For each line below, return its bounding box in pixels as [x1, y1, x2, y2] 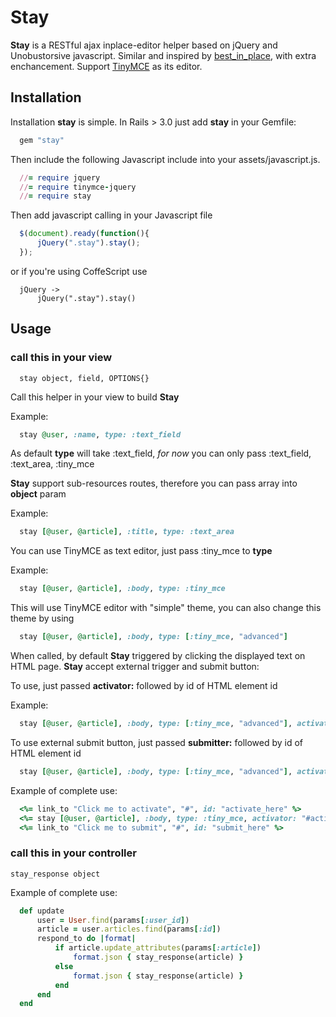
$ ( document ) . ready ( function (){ [19, 229, 150, 239]
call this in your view [10, 351, 113, 365]
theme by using [10, 612, 75, 625]
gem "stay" [19, 135, 65, 145]
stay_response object [10, 869, 101, 879]
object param [10, 488, 67, 500]
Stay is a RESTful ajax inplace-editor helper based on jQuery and [10, 39, 278, 51]
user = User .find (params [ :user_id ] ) [36, 915, 190, 925]
